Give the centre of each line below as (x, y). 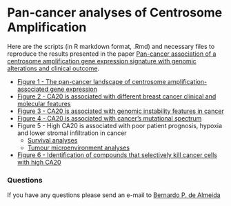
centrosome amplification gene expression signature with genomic (102, 61)
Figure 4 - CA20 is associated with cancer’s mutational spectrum (109, 118)
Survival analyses (52, 140)
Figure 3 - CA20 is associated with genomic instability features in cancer (120, 111)
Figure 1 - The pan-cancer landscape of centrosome (92, 81)
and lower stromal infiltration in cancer (72, 133)
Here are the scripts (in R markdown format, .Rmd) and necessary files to (111, 46)
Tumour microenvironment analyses (78, 147)
